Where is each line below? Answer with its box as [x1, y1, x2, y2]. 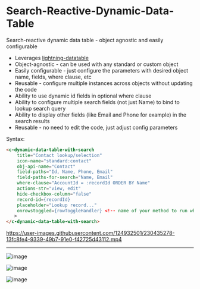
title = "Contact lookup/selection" [17, 152, 102, 158]
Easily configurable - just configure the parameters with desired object [14, 67, 189, 74]
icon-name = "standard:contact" [17, 158, 92, 164]
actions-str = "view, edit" [17, 186, 82, 191]
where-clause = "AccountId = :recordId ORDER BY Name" [17, 180, 151, 186]
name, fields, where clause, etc [14, 73, 92, 80]
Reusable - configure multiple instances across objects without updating [14, 79, 193, 87]
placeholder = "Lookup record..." [17, 202, 97, 208]
